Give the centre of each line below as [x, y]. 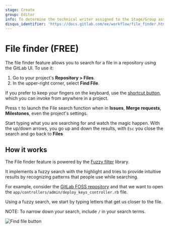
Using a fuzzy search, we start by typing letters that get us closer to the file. [84, 202]
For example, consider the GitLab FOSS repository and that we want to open [84, 186]
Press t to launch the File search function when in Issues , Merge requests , [83, 108]
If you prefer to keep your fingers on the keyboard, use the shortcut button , [83, 93]
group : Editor [20, 15]
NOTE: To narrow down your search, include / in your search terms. [75, 211]
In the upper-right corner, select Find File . [56, 83]
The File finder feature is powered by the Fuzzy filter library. [67, 162]
